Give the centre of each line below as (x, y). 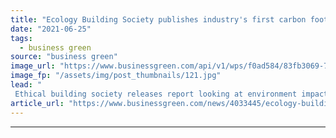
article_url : (37, 103)
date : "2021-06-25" (51, 29)
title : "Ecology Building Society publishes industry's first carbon (158, 19)
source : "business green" (64, 57)
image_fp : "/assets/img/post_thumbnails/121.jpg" (116, 76)
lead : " (26, 85)
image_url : (33, 66)
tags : (21, 38)
